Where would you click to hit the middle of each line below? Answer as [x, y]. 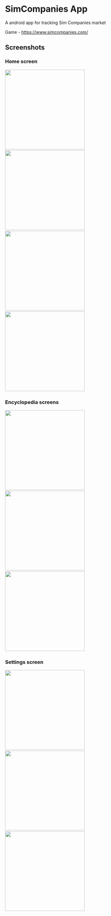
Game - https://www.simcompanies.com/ [47, 32]
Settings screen [24, 662]
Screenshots [25, 48]
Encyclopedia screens [32, 402]
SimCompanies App [46, 9]
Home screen [21, 61]
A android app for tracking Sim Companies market [55, 23]
